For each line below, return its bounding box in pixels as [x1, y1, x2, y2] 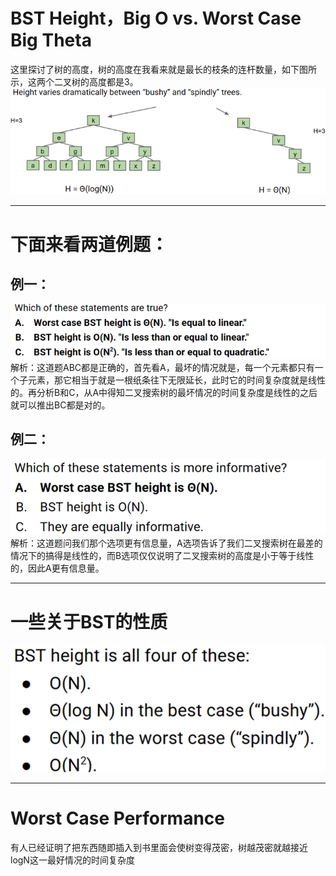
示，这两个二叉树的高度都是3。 [10, 75, 139, 88]
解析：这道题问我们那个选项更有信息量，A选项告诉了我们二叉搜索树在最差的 [10, 537, 323, 549]
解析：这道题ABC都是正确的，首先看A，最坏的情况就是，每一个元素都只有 [10, 361, 315, 373]
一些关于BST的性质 [10, 610, 168, 633]
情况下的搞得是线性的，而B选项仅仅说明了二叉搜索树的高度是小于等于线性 [10, 550, 315, 562]
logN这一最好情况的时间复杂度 [10, 854, 135, 866]
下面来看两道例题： [10, 233, 169, 256]
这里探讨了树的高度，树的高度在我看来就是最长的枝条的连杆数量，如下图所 [10, 63, 317, 75]
